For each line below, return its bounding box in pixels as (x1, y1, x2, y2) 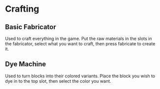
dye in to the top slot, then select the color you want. (5, 78, 112, 84)
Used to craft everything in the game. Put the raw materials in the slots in (5, 36, 152, 41)
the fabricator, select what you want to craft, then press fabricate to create (5, 41, 156, 47)
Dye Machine (5, 60, 46, 69)
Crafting (5, 3, 39, 15)
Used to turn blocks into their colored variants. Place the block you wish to (5, 73, 156, 79)
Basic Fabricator (5, 23, 56, 31)
